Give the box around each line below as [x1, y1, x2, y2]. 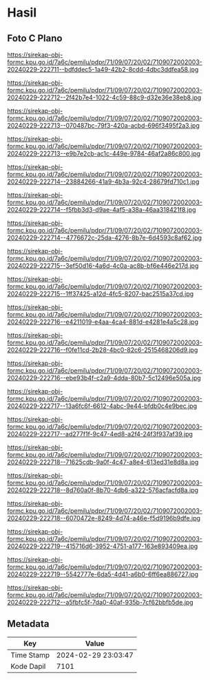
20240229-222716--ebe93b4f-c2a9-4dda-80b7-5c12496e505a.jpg [7, 374, 201, 382]
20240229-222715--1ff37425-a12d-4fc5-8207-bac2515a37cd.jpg [7, 290, 194, 298]
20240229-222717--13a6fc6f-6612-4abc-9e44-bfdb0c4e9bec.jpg [7, 402, 198, 410]
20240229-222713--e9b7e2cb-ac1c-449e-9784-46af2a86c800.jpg [7, 150, 201, 157]
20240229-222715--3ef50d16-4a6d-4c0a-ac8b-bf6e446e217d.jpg [7, 262, 199, 270]
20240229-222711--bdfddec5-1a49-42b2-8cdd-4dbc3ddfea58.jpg [7, 66, 199, 73]
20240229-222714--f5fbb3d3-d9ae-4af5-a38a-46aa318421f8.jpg [7, 206, 196, 213]
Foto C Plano [7, 32, 63, 44]
